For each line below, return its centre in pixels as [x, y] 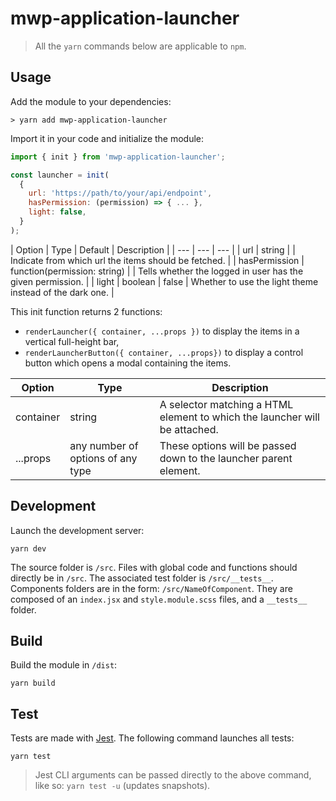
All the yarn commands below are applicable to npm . [140, 46]
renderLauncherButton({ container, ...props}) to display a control [164, 352]
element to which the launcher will [239, 417]
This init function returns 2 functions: [86, 311]
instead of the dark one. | [62, 292]
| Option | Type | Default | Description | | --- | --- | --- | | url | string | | [153, 249]
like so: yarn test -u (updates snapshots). [122, 786]
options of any [103, 458]
